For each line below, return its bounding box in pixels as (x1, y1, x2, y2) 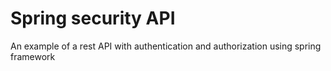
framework (10, 50, 56, 62)
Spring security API (10, 7, 176, 30)
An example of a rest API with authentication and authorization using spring (10, 40, 322, 52)
